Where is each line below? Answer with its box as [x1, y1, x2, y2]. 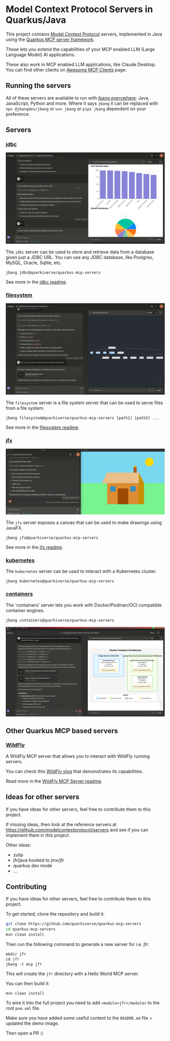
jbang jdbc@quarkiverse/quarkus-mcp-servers [6, 270, 101, 275]
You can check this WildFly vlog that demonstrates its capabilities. [6, 768, 143, 774]
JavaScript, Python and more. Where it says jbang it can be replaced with [6, 100, 158, 106]
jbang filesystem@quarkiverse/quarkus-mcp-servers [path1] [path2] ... [6, 415, 159, 420]
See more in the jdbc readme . [6, 279, 68, 285]
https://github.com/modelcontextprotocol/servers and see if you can [6, 827, 148, 833]
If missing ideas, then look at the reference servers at [6, 821, 117, 828]
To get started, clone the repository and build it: [6, 911, 105, 917]
